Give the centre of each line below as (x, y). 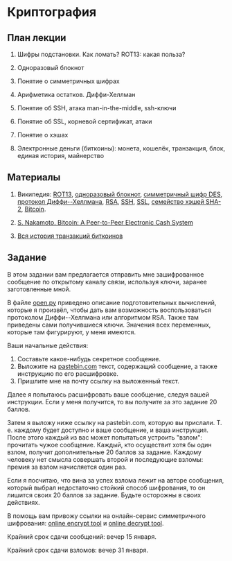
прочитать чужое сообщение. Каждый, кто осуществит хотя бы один (110, 445)
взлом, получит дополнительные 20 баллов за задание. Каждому (105, 452)
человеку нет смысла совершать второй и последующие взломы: (105, 459)
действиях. (24, 502)
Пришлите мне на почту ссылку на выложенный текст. (98, 381)
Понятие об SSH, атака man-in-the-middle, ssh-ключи (97, 108)
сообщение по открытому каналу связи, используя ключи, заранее (107, 282)
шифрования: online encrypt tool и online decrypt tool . (86, 523)
